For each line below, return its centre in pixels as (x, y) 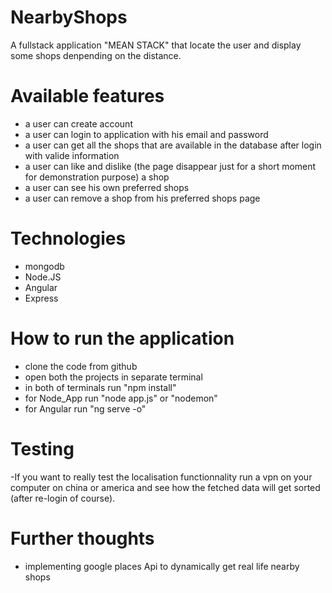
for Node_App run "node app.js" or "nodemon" (121, 398)
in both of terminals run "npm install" (100, 387)
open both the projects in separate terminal (113, 377)
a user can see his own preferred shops (107, 187)
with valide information (72, 155)
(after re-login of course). (63, 498)
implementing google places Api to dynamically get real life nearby (162, 566)
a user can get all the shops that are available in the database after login (173, 145)
